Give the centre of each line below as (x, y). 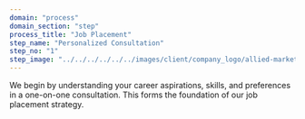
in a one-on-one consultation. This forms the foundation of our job (134, 95)
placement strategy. (47, 104)
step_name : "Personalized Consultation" (87, 43)
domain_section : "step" (54, 26)
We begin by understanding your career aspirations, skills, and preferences (150, 85)
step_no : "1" (34, 51)
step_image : (32, 59)
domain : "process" (44, 18)
